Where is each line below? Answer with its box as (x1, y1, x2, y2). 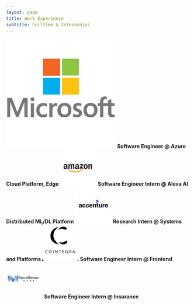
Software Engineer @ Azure (116, 143, 186, 150)
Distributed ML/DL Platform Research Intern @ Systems (6, 218, 182, 225)
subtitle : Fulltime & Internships (6, 22, 91, 27)
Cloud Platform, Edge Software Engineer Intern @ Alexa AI (6, 180, 189, 187)
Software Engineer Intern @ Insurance (43, 293, 139, 300)
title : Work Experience (6, 15, 64, 22)
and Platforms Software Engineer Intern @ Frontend (6, 256, 172, 263)
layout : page (6, 9, 38, 15)
